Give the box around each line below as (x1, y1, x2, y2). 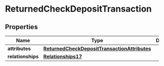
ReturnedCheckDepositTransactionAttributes (43, 45, 151, 52)
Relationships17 (43, 53, 82, 60)
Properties (5, 23, 38, 31)
